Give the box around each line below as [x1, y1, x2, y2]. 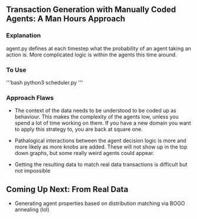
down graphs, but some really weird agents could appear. [14, 150, 155, 157]
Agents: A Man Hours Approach [6, 14, 125, 24]
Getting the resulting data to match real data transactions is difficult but [14, 161, 188, 168]
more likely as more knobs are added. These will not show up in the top [14, 143, 188, 150]
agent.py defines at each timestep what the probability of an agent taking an [6, 45, 191, 52]
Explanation [6, 32, 41, 40]
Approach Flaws [6, 93, 54, 102]
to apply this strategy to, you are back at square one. [14, 126, 143, 133]
